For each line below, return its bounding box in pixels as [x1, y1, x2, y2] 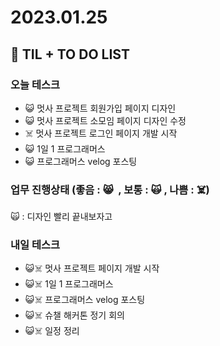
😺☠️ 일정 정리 [24, 325, 80, 337]
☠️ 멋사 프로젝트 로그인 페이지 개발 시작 [24, 127, 178, 139]
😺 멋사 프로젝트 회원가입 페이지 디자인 [24, 102, 177, 114]
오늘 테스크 [10, 77, 61, 91]
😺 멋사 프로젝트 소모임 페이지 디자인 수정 [24, 114, 187, 126]
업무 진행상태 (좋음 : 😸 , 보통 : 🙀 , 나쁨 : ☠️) [10, 182, 210, 196]
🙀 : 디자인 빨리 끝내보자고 [10, 211, 113, 223]
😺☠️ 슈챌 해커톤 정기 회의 [24, 309, 125, 321]
